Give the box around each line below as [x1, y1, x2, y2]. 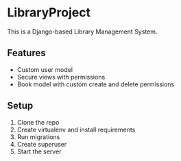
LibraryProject [7, 5, 91, 21]
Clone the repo [16, 118, 60, 126]
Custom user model [16, 65, 73, 73]
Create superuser [16, 140, 67, 148]
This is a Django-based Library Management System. [7, 27, 158, 36]
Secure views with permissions [16, 73, 106, 81]
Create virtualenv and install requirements [16, 125, 136, 134]
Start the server [16, 147, 62, 156]
